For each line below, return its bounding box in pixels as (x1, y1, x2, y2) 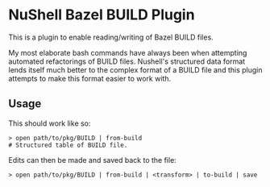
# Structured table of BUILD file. (8, 141, 128, 149)
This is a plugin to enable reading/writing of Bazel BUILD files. (8, 32, 214, 42)
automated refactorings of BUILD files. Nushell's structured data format (8, 56, 246, 66)
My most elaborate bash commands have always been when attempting (8, 48, 247, 57)
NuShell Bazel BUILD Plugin (8, 6, 195, 24)
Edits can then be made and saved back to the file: (8, 155, 177, 164)
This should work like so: (8, 118, 91, 128)
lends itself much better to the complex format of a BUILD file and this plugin (8, 64, 263, 74)
